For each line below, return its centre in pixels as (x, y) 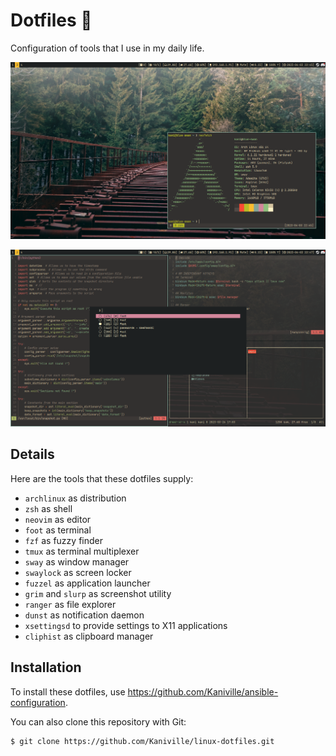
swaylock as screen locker (78, 572)
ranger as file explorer (70, 604)
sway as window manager (77, 561)
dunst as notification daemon (84, 615)
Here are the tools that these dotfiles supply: (102, 478)
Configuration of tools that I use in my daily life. (107, 48)
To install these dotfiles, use (68, 691)
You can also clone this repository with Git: (98, 721)
